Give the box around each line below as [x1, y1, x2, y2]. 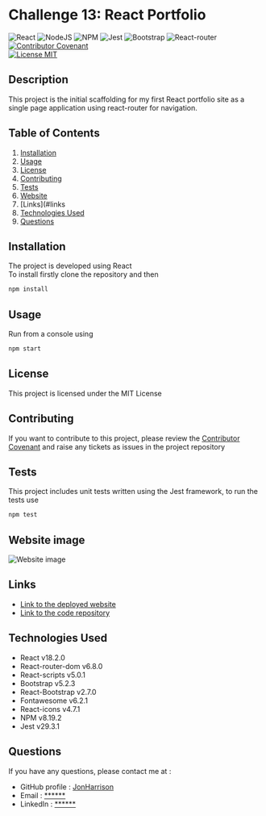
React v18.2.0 [19, 652, 66, 663]
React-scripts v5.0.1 [19, 670, 86, 680]
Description [8, 73, 69, 86]
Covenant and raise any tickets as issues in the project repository [8, 441, 226, 451]
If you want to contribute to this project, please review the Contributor [8, 433, 240, 443]
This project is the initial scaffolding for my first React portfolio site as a [8, 94, 245, 104]
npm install [8, 285, 48, 294]
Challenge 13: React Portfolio [8, 6, 206, 24]
